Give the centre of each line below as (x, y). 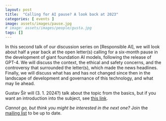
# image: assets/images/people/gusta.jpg (49, 28)
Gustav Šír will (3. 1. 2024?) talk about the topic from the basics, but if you (81, 93)
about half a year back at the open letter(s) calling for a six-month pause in (82, 52)
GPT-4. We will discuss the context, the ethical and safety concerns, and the (83, 62)
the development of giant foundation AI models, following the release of (78, 57)
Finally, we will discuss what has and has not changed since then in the (78, 73)
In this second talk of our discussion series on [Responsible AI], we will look (83, 47)
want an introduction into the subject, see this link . (56, 98)
